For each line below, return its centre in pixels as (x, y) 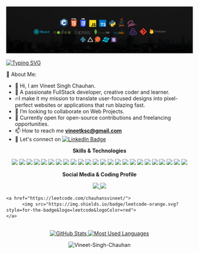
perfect (24, 105)
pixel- (171, 98)
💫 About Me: (21, 74)
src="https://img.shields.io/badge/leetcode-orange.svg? (107, 204)
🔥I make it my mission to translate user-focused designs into (89, 98)
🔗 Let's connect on (38, 139)
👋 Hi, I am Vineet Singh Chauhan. (55, 86)
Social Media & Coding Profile (99, 174)
